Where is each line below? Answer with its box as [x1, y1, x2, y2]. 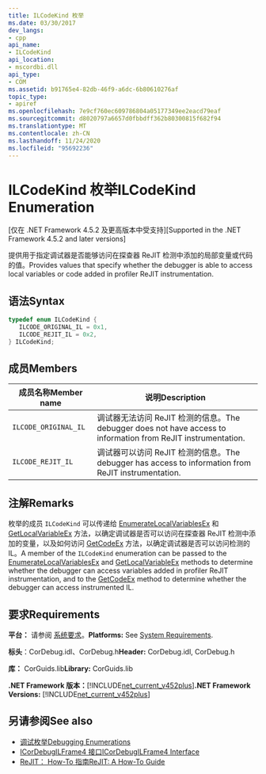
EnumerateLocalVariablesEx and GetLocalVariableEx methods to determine [8, 558, 253, 567]
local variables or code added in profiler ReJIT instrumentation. [8, 269, 214, 279]
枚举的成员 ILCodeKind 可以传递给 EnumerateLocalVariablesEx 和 [8, 519, 219, 528]
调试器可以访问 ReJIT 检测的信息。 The [97, 447, 241, 458]
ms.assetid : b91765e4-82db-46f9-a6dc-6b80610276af [8, 85, 179, 93]
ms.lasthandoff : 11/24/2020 [8, 136, 101, 145]
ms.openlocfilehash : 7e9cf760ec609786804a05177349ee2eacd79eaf [8, 108, 222, 116]
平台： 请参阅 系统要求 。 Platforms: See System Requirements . [8, 631, 214, 640]
